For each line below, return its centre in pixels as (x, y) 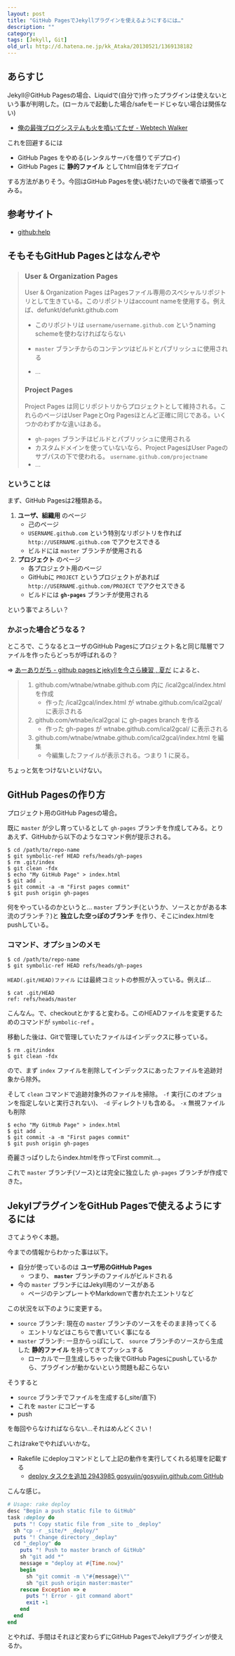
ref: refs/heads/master (42, 999)
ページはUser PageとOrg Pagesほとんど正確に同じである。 (128, 415)
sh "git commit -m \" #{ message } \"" (78, 1576)
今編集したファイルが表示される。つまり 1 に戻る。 (119, 755)
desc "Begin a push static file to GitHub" (72, 1511)
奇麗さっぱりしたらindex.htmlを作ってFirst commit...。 (86, 1158)
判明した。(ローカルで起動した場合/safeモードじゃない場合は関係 (126, 103)
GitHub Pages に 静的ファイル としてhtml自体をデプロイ (99, 166)
